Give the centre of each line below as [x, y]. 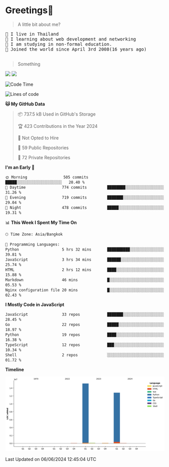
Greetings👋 [30, 10]
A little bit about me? [39, 24]
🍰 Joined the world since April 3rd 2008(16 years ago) [76, 49]
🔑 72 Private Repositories [44, 157]
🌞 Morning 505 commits [47, 177]
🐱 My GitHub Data [25, 104]
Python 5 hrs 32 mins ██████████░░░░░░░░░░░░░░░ [85, 249]
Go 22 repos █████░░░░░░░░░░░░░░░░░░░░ [85, 325]
